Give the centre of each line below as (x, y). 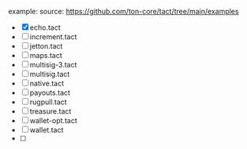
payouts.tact (50, 93)
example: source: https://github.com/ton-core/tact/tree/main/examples (123, 11)
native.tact (47, 83)
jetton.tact (46, 46)
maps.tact (46, 55)
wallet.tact (47, 130)
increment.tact (53, 37)
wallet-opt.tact (53, 120)
